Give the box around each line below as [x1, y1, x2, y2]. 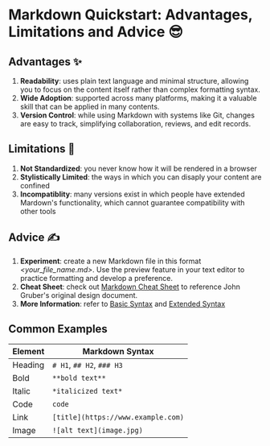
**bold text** [51, 374, 106, 383]
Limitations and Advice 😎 [8, 23, 183, 41]
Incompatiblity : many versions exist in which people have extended [19, 189, 245, 199]
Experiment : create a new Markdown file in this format [19, 256, 202, 266]
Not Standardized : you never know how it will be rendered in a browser [19, 163, 257, 173]
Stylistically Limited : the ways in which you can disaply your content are [19, 171, 262, 182]
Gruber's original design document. [19, 290, 138, 299]
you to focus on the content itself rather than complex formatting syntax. [19, 85, 261, 94]
